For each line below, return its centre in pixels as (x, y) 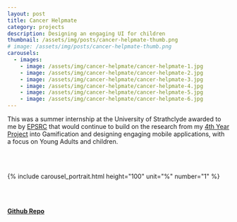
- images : (28, 60)
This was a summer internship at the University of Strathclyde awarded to (114, 119)
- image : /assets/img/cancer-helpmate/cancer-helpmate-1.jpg (111, 66)
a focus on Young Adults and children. (63, 141)
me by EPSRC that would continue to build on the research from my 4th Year (119, 127)
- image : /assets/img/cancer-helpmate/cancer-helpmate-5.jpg (111, 92)
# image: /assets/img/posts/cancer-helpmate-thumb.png (90, 47)
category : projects (36, 27)
